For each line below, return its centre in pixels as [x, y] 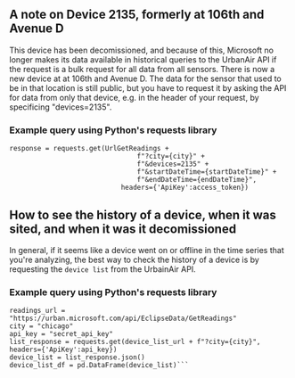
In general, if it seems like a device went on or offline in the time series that [147, 250]
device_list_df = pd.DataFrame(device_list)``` [99, 366]
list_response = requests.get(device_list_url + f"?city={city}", [135, 342]
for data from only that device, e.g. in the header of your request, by [135, 97]
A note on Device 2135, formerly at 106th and [137, 15]
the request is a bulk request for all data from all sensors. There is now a [142, 69]
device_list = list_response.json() [77, 357]
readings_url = [37, 311]
